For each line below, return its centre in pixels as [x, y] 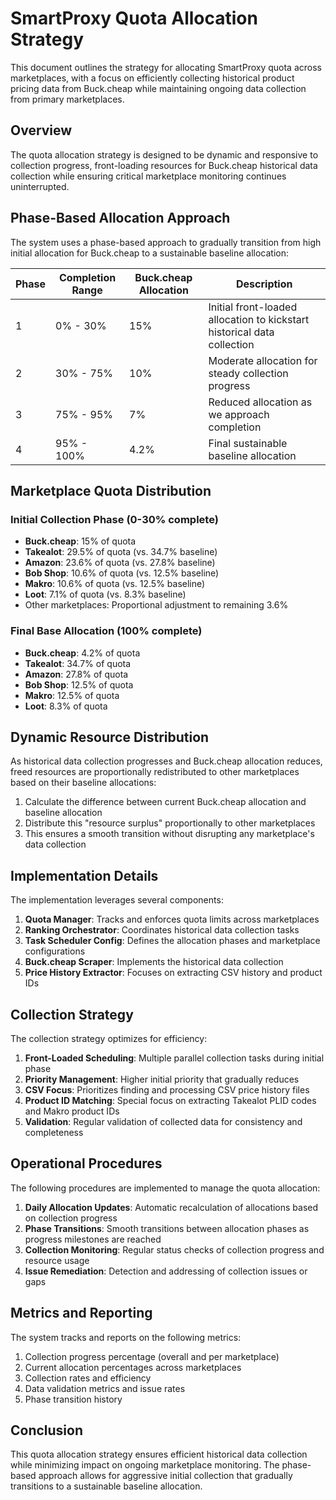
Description [264, 284]
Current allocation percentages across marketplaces [133, 1367]
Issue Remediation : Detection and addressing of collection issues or [166, 1271]
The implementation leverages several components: [117, 900]
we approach [239, 414]
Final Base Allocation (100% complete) [106, 631]
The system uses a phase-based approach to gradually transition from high [166, 242]
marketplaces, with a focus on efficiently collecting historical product [152, 78]
